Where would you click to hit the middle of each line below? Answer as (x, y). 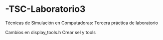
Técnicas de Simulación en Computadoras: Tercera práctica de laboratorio (82, 23)
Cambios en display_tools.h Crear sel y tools (51, 32)
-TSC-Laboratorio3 (45, 9)
